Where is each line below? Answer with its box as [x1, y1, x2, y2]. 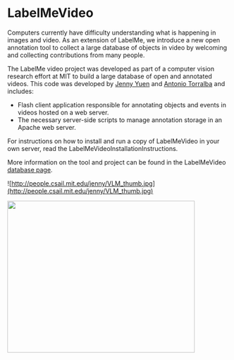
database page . [7, 165, 53, 174]
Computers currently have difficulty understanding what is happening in [7, 28, 216, 37]
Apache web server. [17, 123, 76, 131]
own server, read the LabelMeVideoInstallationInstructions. [7, 144, 178, 152]
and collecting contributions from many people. [7, 51, 145, 59]
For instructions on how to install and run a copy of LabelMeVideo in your [7, 136, 220, 145]
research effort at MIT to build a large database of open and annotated [7, 72, 213, 80]
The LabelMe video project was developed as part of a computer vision [7, 64, 215, 73]
